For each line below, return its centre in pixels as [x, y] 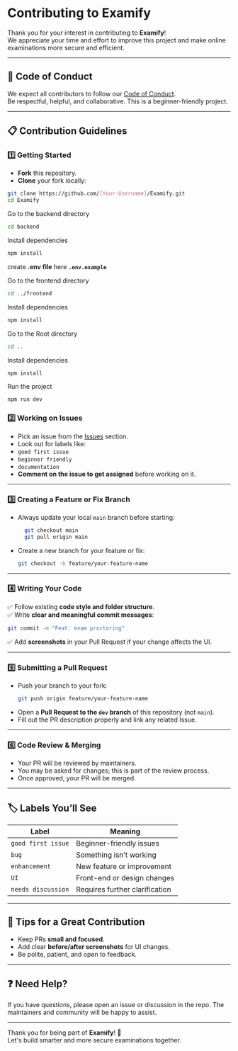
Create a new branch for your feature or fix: [81, 550]
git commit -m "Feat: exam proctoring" [66, 628]
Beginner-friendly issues [117, 843]
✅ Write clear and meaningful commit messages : [81, 615]
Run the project [30, 387]
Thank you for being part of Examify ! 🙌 [64, 1033]
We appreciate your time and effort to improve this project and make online [117, 40]
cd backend [23, 227]
